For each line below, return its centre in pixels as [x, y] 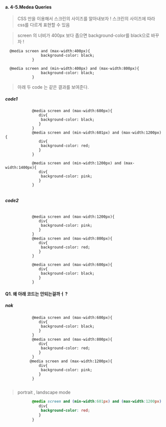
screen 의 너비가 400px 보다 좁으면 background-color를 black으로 [84, 35]
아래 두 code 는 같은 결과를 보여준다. [53, 87]
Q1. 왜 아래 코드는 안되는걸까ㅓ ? [37, 293]
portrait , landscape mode [44, 392]
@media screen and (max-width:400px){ [50, 51]
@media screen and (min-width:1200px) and [77, 163]
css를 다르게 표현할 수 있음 [44, 25]
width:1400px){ [21, 168]
